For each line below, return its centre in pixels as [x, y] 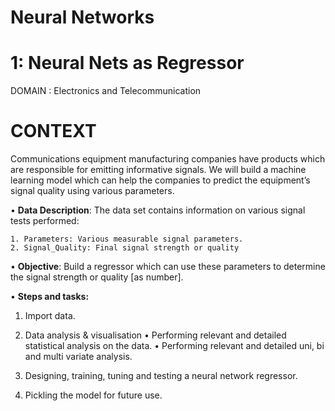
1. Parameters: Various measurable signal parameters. [127, 239]
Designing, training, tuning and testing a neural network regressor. [161, 376]
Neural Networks [82, 17]
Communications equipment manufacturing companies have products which [168, 159]
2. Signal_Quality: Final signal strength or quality [125, 248]
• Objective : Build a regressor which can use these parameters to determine [168, 267]
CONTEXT [53, 131]
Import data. [50, 316]
